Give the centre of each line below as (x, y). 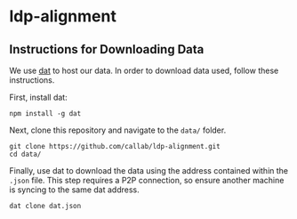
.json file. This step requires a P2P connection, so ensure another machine (147, 180)
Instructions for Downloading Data (107, 49)
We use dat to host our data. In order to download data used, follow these (144, 70)
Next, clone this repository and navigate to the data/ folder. (118, 130)
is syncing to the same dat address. (74, 190)
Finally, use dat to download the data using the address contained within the (149, 170)
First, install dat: (39, 97)
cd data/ (25, 154)
